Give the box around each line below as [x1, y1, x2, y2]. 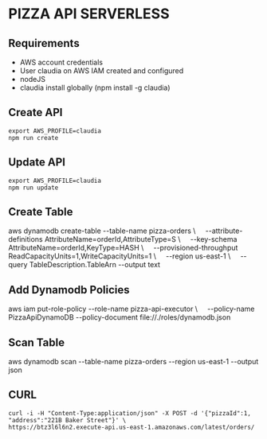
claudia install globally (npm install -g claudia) [19, 83, 171, 92]
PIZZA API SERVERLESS [8, 5, 170, 23]
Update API [8, 156, 66, 169]
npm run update [8, 184, 59, 192]
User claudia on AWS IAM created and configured [19, 66, 184, 76]
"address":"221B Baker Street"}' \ [8, 416, 127, 424]
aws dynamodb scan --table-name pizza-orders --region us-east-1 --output [8, 357, 259, 367]
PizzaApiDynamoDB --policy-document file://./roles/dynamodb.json [8, 313, 231, 322]
